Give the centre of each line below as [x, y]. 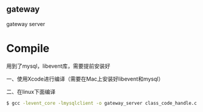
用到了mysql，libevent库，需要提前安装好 [58, 66]
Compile [28, 48]
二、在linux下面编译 [31, 91]
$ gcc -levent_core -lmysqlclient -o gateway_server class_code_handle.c [102, 103]
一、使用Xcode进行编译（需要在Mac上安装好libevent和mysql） [85, 79]
